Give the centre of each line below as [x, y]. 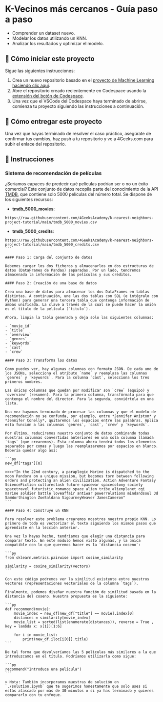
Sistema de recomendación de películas [53, 173]
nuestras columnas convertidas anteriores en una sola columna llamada [79, 438]
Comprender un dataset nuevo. [43, 33]
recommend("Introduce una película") [43, 669]
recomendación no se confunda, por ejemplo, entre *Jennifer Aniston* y [81, 416]
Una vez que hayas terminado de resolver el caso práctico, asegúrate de [78, 133]
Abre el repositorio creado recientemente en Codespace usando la [79, 90]
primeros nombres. [24, 382]
